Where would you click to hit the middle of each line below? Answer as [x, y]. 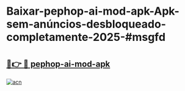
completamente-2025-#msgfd [86, 37]
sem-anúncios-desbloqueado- [86, 24]
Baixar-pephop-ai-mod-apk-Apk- [93, 11]
